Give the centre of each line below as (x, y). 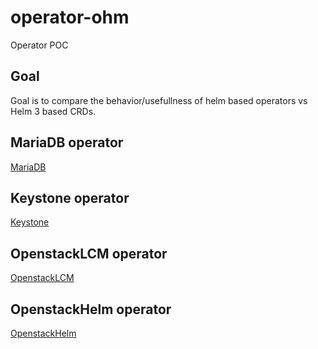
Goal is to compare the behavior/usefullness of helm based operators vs (159, 100)
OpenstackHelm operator (91, 309)
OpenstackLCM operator (89, 253)
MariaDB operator (67, 142)
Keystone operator (70, 197)
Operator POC (39, 45)
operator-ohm (70, 17)
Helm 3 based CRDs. (53, 111)
